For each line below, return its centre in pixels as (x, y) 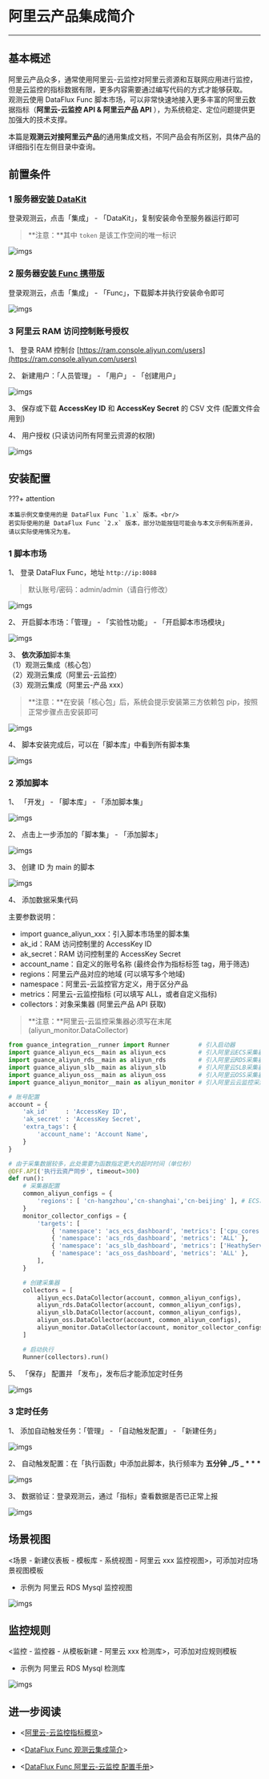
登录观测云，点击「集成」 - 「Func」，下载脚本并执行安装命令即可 (116, 292)
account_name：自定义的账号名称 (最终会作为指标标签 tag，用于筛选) (134, 964)
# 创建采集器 (41, 1283)
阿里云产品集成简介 (72, 16)
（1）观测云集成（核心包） (52, 665)
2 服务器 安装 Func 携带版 (56, 274)
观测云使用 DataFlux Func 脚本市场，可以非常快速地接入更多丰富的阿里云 (129, 99)
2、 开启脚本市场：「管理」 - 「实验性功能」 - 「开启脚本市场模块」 (119, 622)
